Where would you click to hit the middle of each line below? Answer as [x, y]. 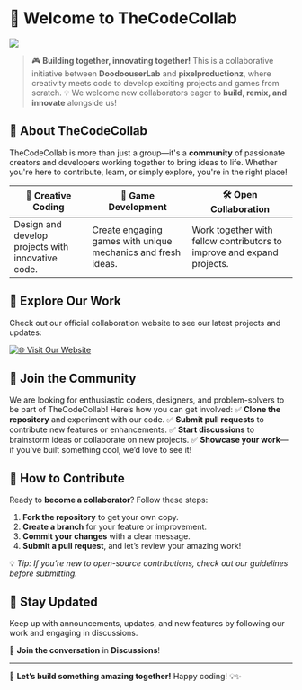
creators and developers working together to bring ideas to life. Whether [143, 162]
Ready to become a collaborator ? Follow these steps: [109, 500]
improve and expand [235, 252]
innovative [36, 258]
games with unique [132, 241]
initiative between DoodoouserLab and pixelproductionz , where [151, 73]
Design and [38, 224]
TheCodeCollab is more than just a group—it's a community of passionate [147, 153]
